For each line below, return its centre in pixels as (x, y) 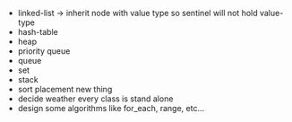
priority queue (44, 51)
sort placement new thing (65, 89)
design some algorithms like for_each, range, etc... (111, 108)
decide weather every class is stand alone (95, 99)
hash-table (38, 32)
